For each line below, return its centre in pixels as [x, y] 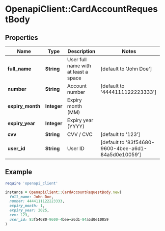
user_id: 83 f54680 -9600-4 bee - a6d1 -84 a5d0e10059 [59, 219]
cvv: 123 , [19, 215]
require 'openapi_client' [31, 183]
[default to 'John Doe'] [126, 69]
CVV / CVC [80, 134]
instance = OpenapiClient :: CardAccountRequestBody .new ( [63, 192]
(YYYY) [76, 126]
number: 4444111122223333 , [37, 201]
